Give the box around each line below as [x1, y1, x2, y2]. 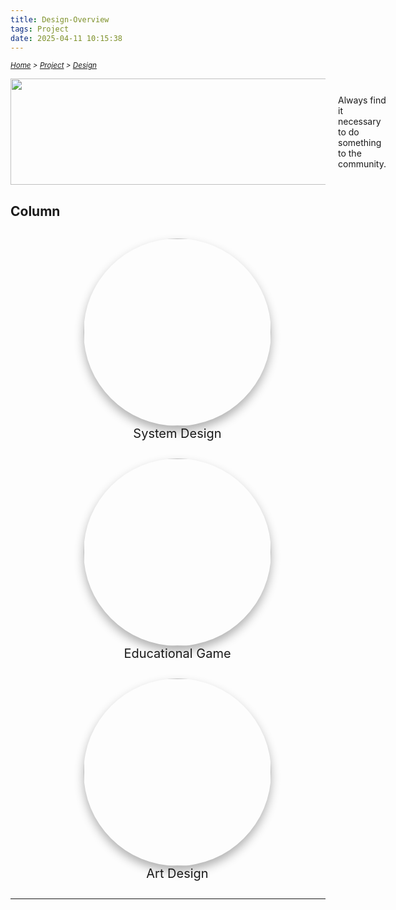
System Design [133, 426, 222, 442]
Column [10, 202, 61, 220]
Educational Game [123, 646, 232, 662]
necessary [338, 115, 382, 127]
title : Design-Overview [10, 14, 110, 25]
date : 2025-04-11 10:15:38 [10, 33, 123, 43]
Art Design [146, 866, 209, 882]
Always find [338, 94, 387, 106]
